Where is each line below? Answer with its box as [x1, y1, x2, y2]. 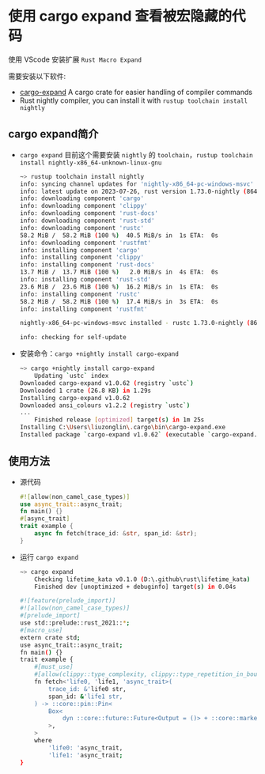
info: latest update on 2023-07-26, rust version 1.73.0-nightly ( [19, 187, 247, 195]
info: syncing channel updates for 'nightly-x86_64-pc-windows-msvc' [19, 179, 255, 188]
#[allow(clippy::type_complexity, [34, 670, 148, 678]
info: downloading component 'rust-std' [19, 217, 155, 225]
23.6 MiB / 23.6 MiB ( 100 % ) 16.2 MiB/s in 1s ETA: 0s [19, 282, 219, 291]
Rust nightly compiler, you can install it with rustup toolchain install [19, 96, 248, 105]
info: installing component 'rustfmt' [19, 305, 148, 313]
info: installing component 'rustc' [19, 290, 141, 298]
